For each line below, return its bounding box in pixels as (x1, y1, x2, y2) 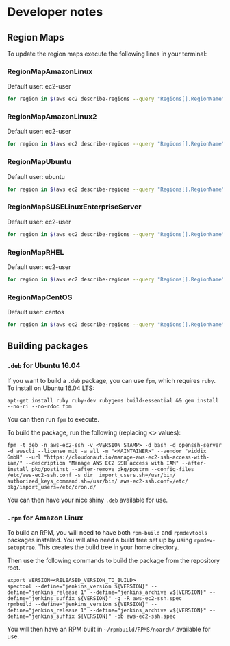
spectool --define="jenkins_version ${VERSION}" (7, 583, 149, 590)
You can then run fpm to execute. (7, 415, 99, 423)
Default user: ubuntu (7, 172, 65, 181)
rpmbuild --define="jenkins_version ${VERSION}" (7, 601, 149, 608)
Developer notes (7, 4, 103, 20)
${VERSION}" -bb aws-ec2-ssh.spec (77, 613, 176, 620)
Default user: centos (7, 308, 65, 316)
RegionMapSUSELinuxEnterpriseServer (7, 202, 142, 211)
